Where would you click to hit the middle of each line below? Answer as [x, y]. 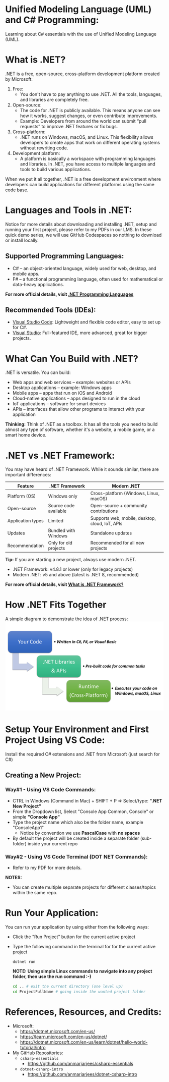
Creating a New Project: [43, 775]
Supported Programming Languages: [65, 256]
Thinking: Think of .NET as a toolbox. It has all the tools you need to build [81, 424]
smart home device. [26, 435]
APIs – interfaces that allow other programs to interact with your [78, 409]
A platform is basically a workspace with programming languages [88, 158]
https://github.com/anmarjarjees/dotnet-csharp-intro [82, 1074]
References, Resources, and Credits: [83, 1012]
